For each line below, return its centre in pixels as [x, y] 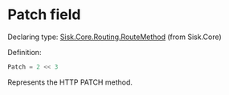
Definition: [25, 52]
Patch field [44, 15]
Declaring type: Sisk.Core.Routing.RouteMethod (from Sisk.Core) [115, 37]
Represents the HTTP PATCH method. [70, 82]
